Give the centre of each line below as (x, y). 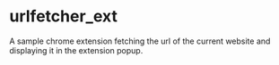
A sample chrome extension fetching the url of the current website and (140, 41)
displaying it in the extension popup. (76, 50)
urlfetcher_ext (64, 16)
